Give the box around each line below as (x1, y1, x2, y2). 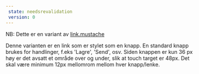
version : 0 (8, 14, 35, 20)
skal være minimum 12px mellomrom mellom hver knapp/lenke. (5, 60, 160, 68)
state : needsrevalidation (8, 8, 73, 15)
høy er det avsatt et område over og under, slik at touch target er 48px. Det (5, 54, 190, 62)
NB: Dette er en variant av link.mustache (5, 30, 105, 37)
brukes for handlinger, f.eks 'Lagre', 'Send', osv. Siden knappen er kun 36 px (5, 48, 193, 55)
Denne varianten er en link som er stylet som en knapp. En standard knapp (5, 42, 189, 49)
